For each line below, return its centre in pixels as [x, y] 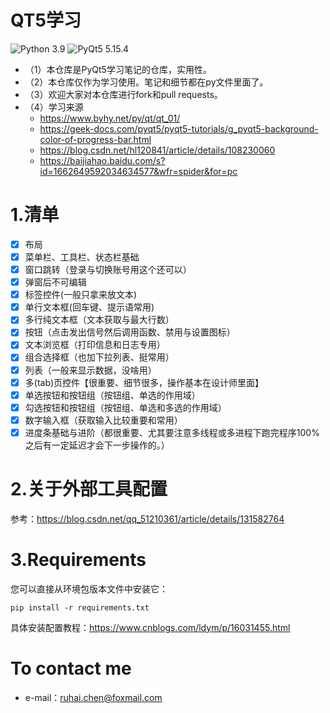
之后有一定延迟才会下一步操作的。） [97, 445]
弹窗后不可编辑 [55, 282]
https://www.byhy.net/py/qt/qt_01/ [110, 118]
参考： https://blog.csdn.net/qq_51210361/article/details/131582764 [147, 518]
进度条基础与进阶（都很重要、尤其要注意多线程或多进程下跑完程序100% [172, 432]
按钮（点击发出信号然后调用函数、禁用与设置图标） [130, 332]
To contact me [71, 668]
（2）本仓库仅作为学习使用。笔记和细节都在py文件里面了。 [146, 82]
